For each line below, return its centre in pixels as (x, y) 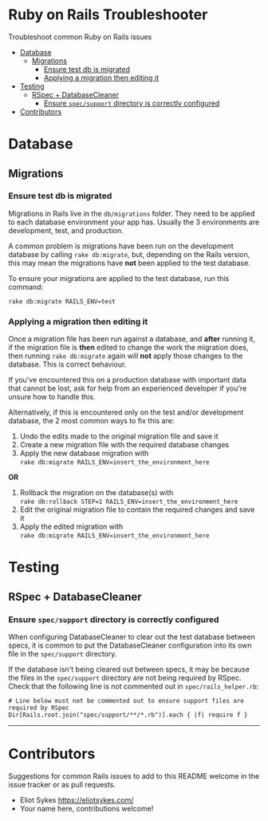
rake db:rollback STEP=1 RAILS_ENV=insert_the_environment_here (129, 502)
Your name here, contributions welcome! (87, 808)
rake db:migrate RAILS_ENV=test (62, 301)
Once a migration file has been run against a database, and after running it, (132, 339)
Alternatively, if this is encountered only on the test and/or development (126, 412)
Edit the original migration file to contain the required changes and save (137, 510)
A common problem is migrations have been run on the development (121, 246)
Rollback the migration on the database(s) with (97, 493)
